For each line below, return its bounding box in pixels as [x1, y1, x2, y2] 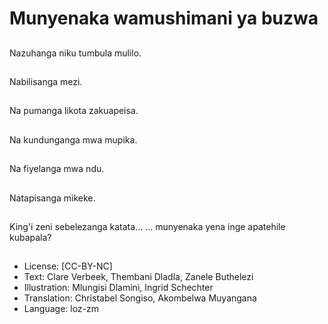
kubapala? [9, 231, 52, 243]
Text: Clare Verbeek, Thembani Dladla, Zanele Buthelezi [23, 271, 254, 283]
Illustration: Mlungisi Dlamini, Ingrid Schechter [23, 282, 214, 294]
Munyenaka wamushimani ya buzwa [9, 7, 319, 30]
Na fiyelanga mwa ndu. [9, 163, 105, 175]
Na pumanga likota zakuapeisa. [9, 105, 139, 117]
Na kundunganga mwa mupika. [9, 133, 138, 146]
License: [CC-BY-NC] [23, 260, 113, 272]
